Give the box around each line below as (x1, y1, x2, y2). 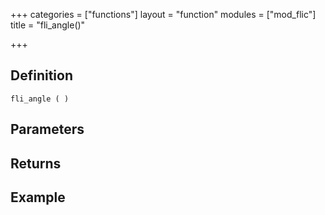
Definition (10, 67, 73, 84)
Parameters (10, 121, 85, 138)
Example (10, 189, 66, 206)
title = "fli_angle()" (10, 19, 86, 31)
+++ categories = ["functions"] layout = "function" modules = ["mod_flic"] (10, 9, 317, 20)
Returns (10, 155, 62, 172)
